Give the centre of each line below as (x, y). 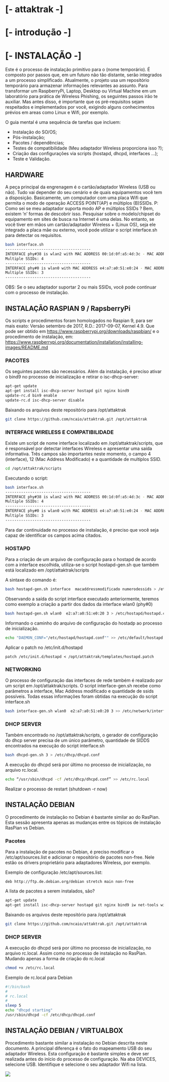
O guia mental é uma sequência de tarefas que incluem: (63, 122)
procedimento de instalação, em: (39, 337)
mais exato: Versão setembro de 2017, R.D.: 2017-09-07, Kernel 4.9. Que (80, 326)
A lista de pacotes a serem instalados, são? (50, 891)
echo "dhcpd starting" (29, 1010)
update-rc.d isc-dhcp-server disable (45, 400)
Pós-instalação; (29, 137)
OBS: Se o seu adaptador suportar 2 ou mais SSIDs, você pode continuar (81, 287)
